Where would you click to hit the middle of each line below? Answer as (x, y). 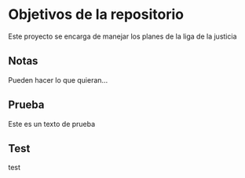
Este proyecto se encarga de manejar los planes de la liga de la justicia (122, 36)
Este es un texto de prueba (52, 124)
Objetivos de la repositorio (96, 15)
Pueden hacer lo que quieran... (58, 80)
